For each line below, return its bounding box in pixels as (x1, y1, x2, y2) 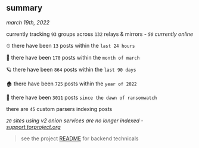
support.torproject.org (6, 123, 61, 130)
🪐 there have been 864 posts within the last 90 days (6, 66, 136, 73)
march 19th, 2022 (6, 18, 49, 26)
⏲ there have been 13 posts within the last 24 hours (6, 42, 135, 49)
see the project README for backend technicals (20, 135, 139, 142)
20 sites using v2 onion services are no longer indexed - (6, 117, 144, 124)
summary (6, 3, 43, 13)
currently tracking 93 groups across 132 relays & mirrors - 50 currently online (6, 30, 194, 38)
